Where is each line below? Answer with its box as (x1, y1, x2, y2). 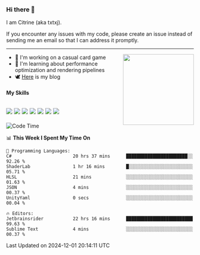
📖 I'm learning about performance (14, 60, 98, 67)
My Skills (6, 89, 30, 96)
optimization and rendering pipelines (14, 67, 105, 74)
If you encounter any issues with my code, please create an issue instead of (6, 30, 193, 38)
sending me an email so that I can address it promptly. (6, 37, 139, 44)
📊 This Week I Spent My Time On (6, 134, 90, 141)
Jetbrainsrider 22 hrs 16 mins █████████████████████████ (6, 216, 193, 222)
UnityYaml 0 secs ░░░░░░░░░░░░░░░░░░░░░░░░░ (6, 195, 193, 201)
